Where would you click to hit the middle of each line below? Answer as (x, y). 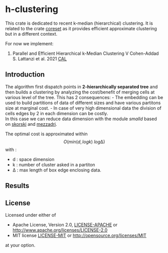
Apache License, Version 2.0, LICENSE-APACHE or (65, 224)
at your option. (20, 245)
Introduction (25, 75)
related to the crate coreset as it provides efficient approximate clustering (81, 28)
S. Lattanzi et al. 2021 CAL (39, 58)
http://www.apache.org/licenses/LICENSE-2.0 (60, 230)
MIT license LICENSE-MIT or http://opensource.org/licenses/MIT (79, 235)
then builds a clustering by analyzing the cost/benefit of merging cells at (80, 92)
